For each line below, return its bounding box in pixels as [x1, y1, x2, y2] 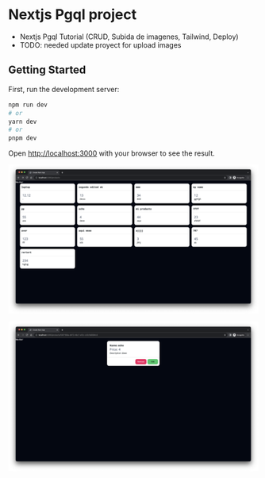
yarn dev [8, 118, 37, 125]
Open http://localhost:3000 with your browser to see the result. [8, 148, 216, 158]
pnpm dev [8, 134, 37, 142]
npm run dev [8, 101, 48, 109]
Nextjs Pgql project [8, 6, 137, 24]
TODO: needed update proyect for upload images [19, 40, 182, 49]
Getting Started [8, 64, 86, 77]
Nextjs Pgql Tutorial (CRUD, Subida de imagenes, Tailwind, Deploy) [19, 32, 240, 41]
